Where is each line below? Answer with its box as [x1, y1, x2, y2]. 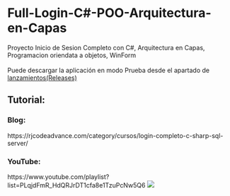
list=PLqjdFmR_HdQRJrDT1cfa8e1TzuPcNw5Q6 [7, 180, 146, 189]
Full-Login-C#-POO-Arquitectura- [7, 5, 212, 21]
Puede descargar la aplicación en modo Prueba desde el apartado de [7, 66, 210, 74]
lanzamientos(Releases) [7, 73, 78, 82]
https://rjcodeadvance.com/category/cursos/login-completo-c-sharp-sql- [7, 131, 224, 139]
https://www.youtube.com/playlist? [7, 172, 110, 181]
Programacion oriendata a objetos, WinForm [7, 51, 137, 59]
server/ [7, 139, 28, 147]
